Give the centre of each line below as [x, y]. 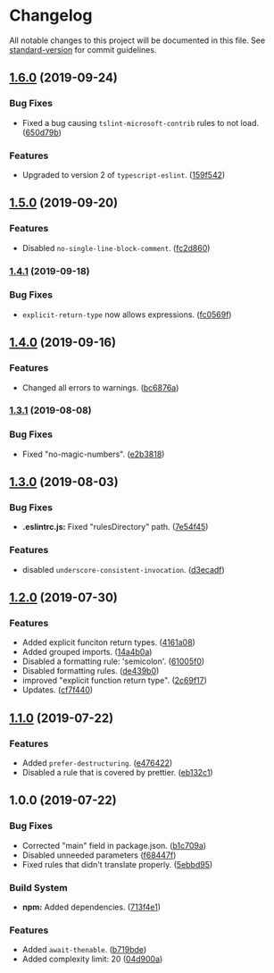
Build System [39, 887]
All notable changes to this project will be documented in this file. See [137, 40]
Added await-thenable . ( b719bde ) [84, 950]
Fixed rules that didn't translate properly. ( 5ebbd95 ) [117, 864]
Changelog [51, 16]
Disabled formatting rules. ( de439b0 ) [91, 671]
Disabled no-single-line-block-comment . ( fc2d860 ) [116, 247]
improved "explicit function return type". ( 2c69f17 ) [115, 681]
